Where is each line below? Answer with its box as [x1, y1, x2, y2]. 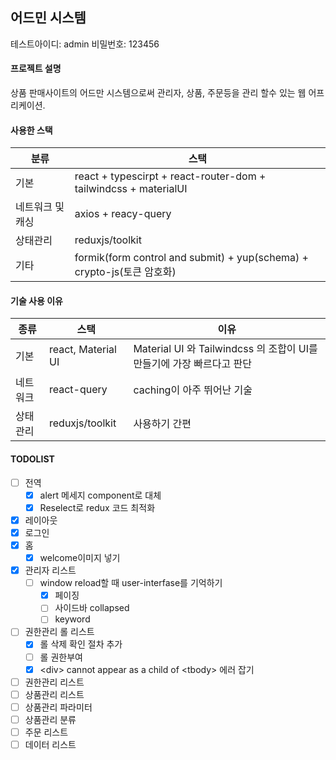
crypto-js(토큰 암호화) [74, 265, 177, 279]
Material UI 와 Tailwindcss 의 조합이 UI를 [133, 342, 318, 356]
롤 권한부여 [39, 651, 83, 663]
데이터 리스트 [24, 738, 77, 750]
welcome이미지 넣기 [39, 552, 121, 563]
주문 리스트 [24, 726, 69, 738]
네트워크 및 [15, 200, 65, 214]
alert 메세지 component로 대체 [39, 489, 162, 501]
